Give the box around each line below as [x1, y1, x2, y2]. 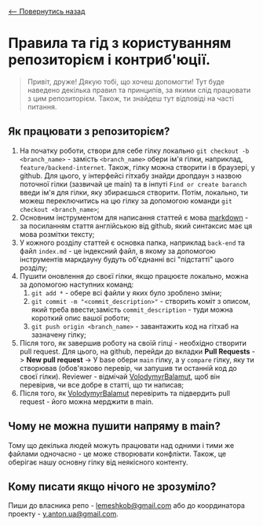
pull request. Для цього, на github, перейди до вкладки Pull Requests [19, 346, 250, 356]
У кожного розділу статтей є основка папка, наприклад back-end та [19, 238, 246, 247]
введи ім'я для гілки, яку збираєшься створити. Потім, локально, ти [19, 187, 249, 197]
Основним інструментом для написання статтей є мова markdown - [19, 213, 249, 222]
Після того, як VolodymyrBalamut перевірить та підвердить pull [19, 388, 230, 398]
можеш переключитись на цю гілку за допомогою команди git [19, 196, 233, 206]
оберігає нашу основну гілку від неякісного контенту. [8, 457, 188, 467]
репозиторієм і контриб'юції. [8, 51, 210, 69]
